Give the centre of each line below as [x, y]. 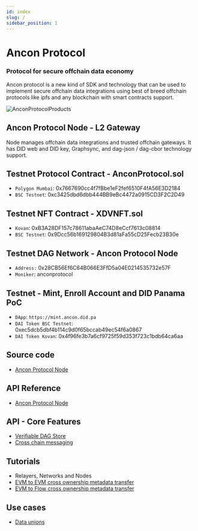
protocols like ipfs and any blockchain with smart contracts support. [90, 97]
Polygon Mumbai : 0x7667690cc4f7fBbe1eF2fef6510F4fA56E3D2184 [98, 188]
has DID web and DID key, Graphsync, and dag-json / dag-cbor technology [99, 148]
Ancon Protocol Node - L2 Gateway [73, 128]
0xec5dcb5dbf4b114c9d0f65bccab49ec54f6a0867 [78, 329]
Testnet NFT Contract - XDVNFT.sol [74, 214]
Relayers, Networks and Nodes [53, 476]
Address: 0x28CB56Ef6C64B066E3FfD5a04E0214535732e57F [93, 268]
